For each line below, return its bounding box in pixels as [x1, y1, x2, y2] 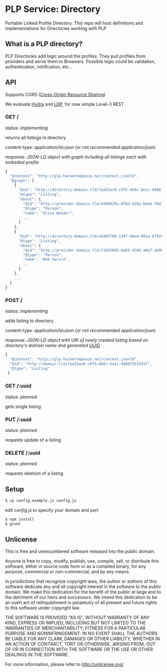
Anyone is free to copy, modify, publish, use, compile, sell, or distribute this [5, 558, 159, 564]
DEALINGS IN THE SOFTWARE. [5, 652, 69, 658]
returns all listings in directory [5, 134, 66, 140]
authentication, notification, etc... [5, 63, 73, 69]
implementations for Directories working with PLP [5, 25, 107, 31]
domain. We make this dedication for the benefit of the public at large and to [5, 589, 162, 595]
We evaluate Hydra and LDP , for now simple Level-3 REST [5, 101, 124, 107]
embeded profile [5, 159, 39, 165]
